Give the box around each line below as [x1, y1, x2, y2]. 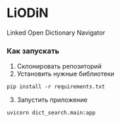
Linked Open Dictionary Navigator [6, 28, 105, 37]
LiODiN [6, 5, 49, 21]
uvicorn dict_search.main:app [6, 110, 96, 117]
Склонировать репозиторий [16, 62, 102, 71]
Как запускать [6, 46, 59, 56]
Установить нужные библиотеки [16, 69, 115, 78]
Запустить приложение [16, 95, 88, 104]
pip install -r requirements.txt [6, 83, 105, 90]
